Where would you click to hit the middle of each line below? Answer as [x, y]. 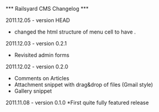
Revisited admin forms [42, 55]
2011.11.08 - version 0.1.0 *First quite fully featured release [77, 102]
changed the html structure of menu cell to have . [75, 32]
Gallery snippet [33, 91]
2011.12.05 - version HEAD [38, 20]
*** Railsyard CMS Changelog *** [47, 9]
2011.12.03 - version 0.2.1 [36, 43]
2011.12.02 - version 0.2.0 [37, 66]
